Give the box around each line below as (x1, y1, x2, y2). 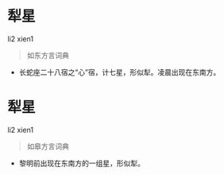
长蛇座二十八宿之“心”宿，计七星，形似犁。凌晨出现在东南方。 (18, 67, 221, 76)
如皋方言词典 (26, 141, 69, 151)
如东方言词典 (26, 50, 69, 60)
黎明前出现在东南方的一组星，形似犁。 (18, 158, 145, 168)
